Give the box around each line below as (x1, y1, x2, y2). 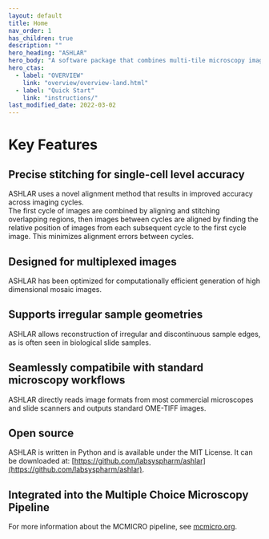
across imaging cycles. (8, 197, 84, 207)
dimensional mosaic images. (8, 284, 102, 294)
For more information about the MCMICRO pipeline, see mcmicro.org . (8, 522, 238, 532)
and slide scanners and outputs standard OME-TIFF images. (8, 403, 207, 413)
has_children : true (8, 34, 74, 43)
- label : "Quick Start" (15, 86, 94, 95)
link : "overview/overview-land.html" (22, 79, 149, 87)
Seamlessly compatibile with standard (8, 361, 204, 375)
